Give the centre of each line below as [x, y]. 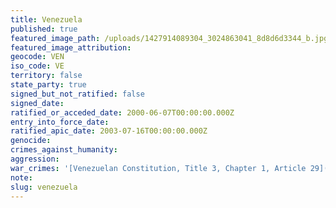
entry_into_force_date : [60, 122]
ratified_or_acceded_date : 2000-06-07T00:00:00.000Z [122, 112]
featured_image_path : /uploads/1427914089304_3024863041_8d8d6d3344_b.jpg [169, 38]
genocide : [31, 141]
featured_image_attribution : [71, 47]
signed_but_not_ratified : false [77, 94]
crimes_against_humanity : [64, 150]
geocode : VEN [37, 57]
